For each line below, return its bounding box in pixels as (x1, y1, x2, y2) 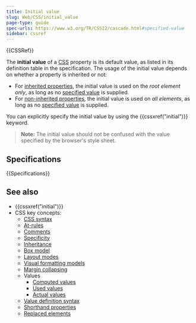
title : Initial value (6, 8, 60, 15)
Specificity (23, 234, 50, 241)
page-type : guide (6, 20, 49, 25)
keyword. (6, 119, 29, 126)
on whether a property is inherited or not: (6, 71, 108, 78)
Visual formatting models (23, 259, 85, 267)
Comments (23, 228, 51, 235)
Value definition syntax (23, 297, 80, 304)
